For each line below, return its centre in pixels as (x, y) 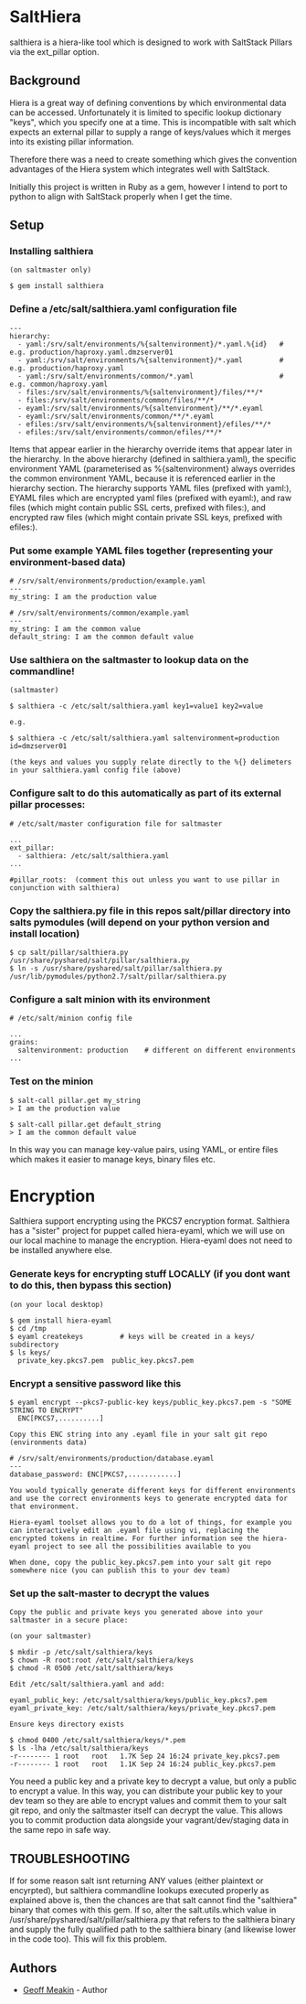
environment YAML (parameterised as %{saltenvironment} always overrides (153, 468)
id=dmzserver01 (38, 746)
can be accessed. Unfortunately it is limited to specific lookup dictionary (146, 113)
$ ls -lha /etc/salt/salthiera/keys (79, 1749)
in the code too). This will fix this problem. (88, 1939)
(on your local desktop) (57, 1304)
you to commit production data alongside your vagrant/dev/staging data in (149, 1820)
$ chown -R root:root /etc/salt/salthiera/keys (102, 1661)
